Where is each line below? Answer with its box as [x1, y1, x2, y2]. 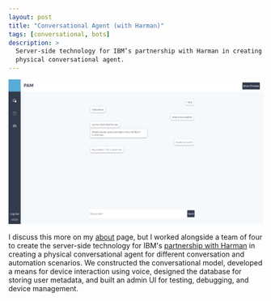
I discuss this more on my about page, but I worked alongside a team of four [8, 231, 263, 242]
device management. [8, 283, 79, 293]
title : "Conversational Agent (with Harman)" [8, 21, 164, 30]
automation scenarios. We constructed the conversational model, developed [8, 257, 263, 267]
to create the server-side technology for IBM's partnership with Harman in [8, 240, 256, 250]
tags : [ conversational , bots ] [8, 30, 111, 38]
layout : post [8, 13, 53, 21]
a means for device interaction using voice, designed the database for [8, 266, 242, 276]
